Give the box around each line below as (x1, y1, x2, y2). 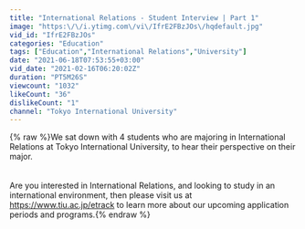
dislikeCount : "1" (9, 98, 79, 108)
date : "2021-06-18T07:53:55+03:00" (9, 56, 145, 65)
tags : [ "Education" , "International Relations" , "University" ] (9, 47, 247, 57)
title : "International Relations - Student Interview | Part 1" (9, 13, 259, 23)
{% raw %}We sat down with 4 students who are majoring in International (9, 131, 286, 142)
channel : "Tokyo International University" (9, 107, 178, 116)
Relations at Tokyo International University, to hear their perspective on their (9, 141, 296, 152)
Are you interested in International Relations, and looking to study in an (9, 180, 276, 192)
